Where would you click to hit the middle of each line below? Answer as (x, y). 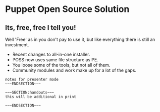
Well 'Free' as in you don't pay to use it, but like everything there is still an (80, 39)
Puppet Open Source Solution (67, 9)
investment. (17, 45)
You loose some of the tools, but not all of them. (61, 65)
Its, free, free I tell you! (41, 28)
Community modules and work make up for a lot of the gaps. (74, 70)
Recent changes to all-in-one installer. (51, 54)
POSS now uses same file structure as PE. (55, 60)
